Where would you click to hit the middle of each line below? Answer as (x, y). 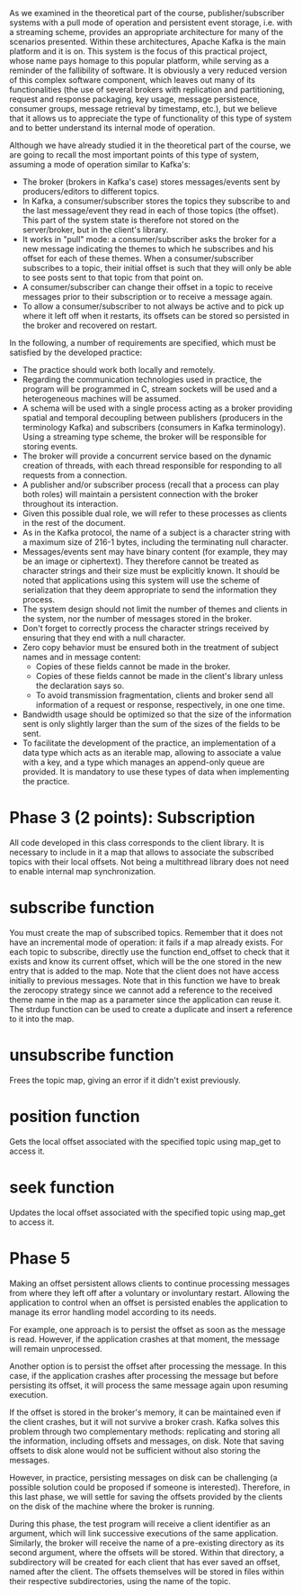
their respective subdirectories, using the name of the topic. (120, 1581)
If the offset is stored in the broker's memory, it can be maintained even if (145, 1412)
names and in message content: (81, 657)
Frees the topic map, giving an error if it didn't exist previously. (125, 1080)
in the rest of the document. (74, 523)
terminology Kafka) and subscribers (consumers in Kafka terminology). (154, 427)
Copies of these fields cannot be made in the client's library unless (160, 676)
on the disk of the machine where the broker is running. (112, 1506)
